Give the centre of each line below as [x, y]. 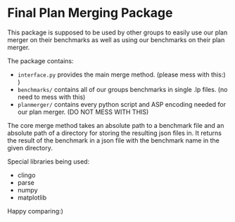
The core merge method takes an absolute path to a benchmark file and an [116, 125]
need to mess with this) [51, 97]
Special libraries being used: [49, 161]
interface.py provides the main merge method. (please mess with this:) [122, 74]
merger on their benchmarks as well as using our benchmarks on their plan [116, 39]
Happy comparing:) [35, 211]
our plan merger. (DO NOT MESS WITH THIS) [83, 112]
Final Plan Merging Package [90, 13]
